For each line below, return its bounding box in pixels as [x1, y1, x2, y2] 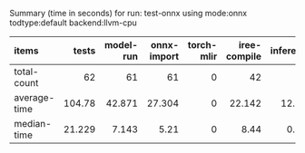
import [149, 50, 180, 62]
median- [14, 118, 52, 129]
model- [103, 39, 139, 51]
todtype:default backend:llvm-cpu [9, 17, 138, 28]
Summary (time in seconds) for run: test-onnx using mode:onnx [9, 8, 248, 18]
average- [14, 91, 55, 103]
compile [225, 50, 261, 62]
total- [14, 65, 39, 78]
